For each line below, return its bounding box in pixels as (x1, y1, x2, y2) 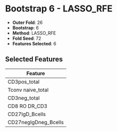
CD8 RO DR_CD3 (7, 103, 47, 110)
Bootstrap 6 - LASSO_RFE (5, 3, 113, 14)
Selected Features (5, 55, 63, 64)
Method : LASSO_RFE (12, 30, 56, 36)
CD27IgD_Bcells (7, 111, 46, 118)
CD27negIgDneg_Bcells (7, 119, 64, 126)
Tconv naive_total (7, 86, 49, 93)
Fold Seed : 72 (12, 35, 41, 41)
